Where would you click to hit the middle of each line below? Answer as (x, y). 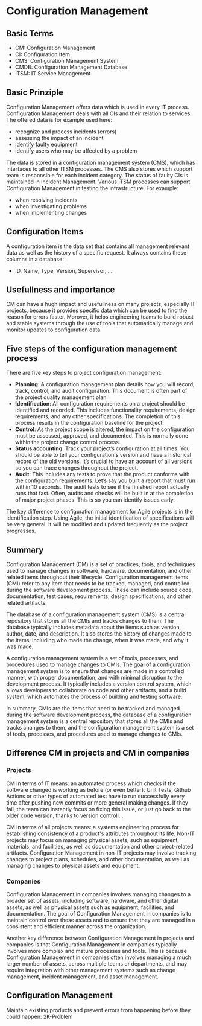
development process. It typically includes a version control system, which (99, 684)
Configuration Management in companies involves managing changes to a (99, 894)
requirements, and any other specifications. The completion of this (98, 416)
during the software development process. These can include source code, (100, 590)
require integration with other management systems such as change (91, 970)
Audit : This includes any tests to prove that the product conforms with (102, 474)
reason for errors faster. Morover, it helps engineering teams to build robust (100, 317)
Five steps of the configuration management (92, 349)
